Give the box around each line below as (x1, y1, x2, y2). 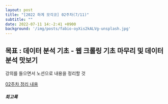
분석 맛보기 (5, 56, 38, 64)
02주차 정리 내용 (5, 81, 38, 87)
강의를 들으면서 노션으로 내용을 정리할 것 (5, 70, 86, 76)
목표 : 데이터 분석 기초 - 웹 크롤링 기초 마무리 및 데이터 (5, 46, 164, 55)
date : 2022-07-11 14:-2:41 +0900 (5, 21, 76, 27)
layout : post (5, 7, 33, 13)
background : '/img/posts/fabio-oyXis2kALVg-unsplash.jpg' (5, 26, 131, 31)
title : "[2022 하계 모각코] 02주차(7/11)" (5, 12, 89, 17)
